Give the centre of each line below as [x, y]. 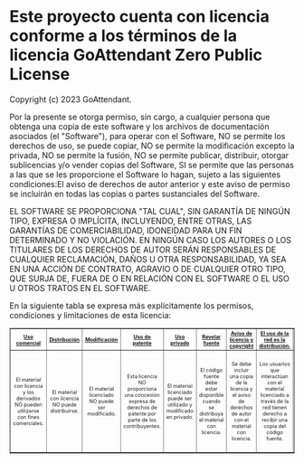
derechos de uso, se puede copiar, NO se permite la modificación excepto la [152, 146]
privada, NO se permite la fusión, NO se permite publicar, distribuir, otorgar [149, 155]
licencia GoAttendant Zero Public [136, 55]
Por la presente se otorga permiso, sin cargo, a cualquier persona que [140, 117]
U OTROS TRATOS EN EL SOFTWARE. [80, 288]
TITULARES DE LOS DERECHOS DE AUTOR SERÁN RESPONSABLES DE [143, 250]
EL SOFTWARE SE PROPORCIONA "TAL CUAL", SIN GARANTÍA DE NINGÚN [150, 211]
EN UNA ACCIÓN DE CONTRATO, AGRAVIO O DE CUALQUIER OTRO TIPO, [148, 269]
